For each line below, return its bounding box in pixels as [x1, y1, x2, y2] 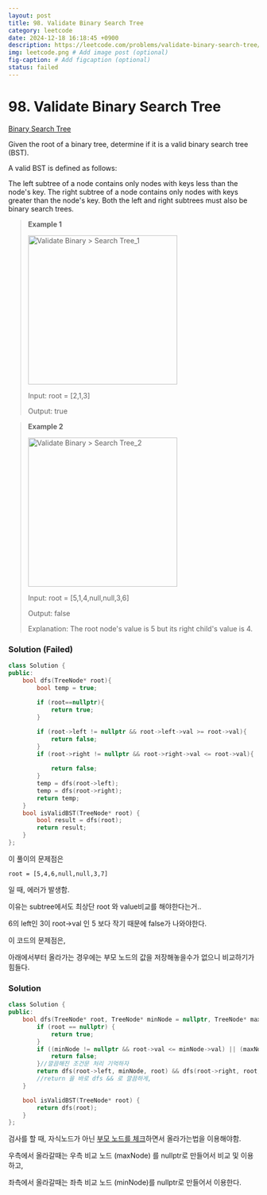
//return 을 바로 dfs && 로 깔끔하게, [37, 1075, 152, 1083]
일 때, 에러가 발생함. [8, 884, 70, 894]
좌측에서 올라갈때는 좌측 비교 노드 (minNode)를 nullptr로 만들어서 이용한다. [8, 1178, 242, 1187]
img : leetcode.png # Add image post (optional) [8, 48, 169, 56]
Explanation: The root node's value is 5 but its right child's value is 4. [27, 623, 253, 633]
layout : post [8, 11, 52, 20]
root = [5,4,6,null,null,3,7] [8, 870, 109, 878]
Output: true [27, 406, 68, 416]
